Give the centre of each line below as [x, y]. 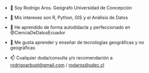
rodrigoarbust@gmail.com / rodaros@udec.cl [57, 65]
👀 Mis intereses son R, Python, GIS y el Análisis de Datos [69, 17]
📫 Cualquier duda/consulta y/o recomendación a [61, 58]
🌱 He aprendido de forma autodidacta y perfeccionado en [70, 27]
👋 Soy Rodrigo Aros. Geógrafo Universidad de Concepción [71, 8]
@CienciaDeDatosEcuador [38, 32]
